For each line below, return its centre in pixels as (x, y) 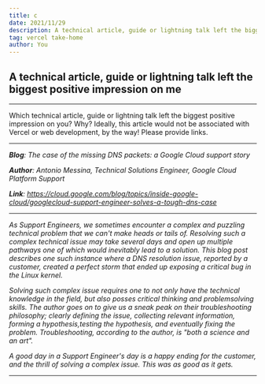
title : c (23, 15)
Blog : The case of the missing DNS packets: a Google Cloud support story (130, 155)
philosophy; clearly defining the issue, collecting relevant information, (122, 315)
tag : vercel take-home (46, 37)
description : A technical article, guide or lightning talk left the (125, 30)
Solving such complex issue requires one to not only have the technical (125, 290)
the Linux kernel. (36, 275)
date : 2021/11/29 (37, 23)
